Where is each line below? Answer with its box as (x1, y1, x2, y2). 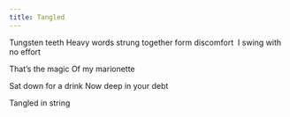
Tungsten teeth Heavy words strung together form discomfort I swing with (9, 37, 282, 48)
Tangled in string (9, 98, 71, 108)
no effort (9, 46, 42, 57)
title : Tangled (9, 12, 65, 22)
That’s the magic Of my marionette (9, 63, 135, 74)
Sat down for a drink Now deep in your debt (9, 80, 169, 91)
